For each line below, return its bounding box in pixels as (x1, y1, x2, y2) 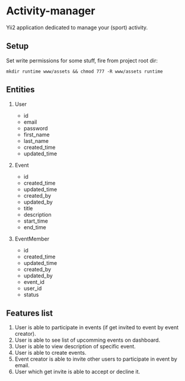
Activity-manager (6, 4, 95, 18)
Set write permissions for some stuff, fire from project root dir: (6, 57, 158, 64)
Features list (6, 308, 53, 318)
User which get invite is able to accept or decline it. (14, 368, 141, 376)
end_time (23, 223, 46, 230)
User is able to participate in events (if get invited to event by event (14, 324, 179, 331)
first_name (23, 131, 50, 138)
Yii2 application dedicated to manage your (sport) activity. (6, 24, 148, 31)
